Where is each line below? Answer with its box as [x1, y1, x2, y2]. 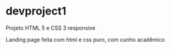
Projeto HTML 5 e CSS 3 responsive [5, 24, 96, 31]
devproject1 [5, 4, 67, 18]
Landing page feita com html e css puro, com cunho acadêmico [5, 36, 165, 43]
